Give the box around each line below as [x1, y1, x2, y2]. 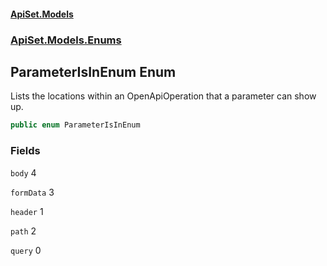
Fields [10, 144, 41, 158]
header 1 [10, 205, 44, 217]
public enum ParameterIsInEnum [10, 120, 141, 130]
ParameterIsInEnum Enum [10, 63, 177, 80]
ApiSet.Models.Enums [10, 33, 122, 47]
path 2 [10, 225, 37, 237]
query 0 [10, 244, 42, 256]
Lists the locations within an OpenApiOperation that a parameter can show [10, 90, 317, 102]
